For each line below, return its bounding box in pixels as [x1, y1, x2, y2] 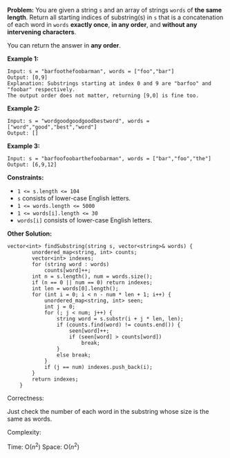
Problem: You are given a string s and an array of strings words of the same [7, 6, 222, 14]
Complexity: [7, 428, 41, 436]
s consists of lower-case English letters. [17, 194, 131, 202]
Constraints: [7, 173, 44, 182]
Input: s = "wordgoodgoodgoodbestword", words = [7, 117, 150, 124]
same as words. [7, 414, 52, 423]
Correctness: [7, 394, 45, 402]
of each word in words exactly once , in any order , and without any [7, 21, 198, 28]
